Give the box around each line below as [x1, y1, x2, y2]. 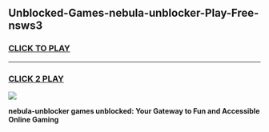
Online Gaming [8, 114, 59, 124]
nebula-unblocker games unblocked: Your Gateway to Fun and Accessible [8, 106, 260, 115]
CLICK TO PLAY [8, 43, 70, 54]
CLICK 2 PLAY [8, 73, 64, 84]
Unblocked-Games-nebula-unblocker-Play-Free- [8, 6, 259, 20]
